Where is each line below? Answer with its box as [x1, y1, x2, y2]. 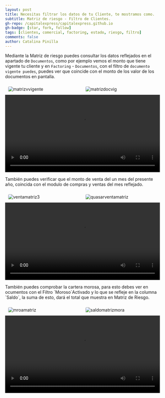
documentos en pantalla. [5, 73, 55, 79]
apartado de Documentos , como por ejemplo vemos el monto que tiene [5, 57, 146, 64]
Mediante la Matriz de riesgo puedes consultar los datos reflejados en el [5, 53, 151, 58]
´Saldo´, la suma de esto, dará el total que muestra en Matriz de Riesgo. [5, 294, 150, 300]
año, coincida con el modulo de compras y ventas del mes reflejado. [5, 181, 143, 187]
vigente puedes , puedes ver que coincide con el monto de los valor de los [5, 68, 155, 74]
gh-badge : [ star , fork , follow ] [5, 26, 71, 30]
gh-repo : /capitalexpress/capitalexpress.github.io [5, 21, 113, 26]
